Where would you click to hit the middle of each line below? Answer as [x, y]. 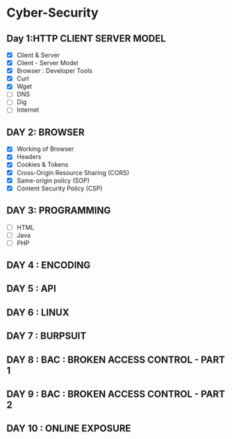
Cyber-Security [52, 13]
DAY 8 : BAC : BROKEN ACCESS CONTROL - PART [116, 359]
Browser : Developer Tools [55, 71]
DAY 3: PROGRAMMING [59, 211]
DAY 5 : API [31, 289]
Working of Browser [45, 149]
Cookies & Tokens [42, 165]
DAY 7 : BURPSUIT [47, 336]
